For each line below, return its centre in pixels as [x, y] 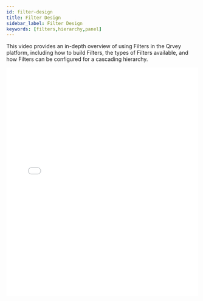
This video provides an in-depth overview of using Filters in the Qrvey [94, 46]
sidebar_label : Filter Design [45, 23]
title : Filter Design [34, 18]
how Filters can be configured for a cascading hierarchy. [77, 59]
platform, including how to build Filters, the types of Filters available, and [97, 53]
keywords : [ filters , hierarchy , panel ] [54, 29]
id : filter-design [29, 12]
